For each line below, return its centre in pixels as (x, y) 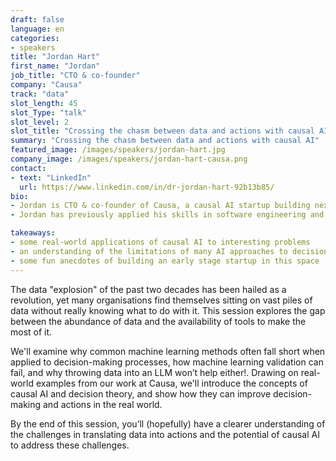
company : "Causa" (46, 85)
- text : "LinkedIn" (51, 177)
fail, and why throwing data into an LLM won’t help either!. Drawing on (154, 372)
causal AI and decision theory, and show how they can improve (141, 393)
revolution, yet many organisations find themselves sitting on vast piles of (161, 300)
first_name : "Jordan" (55, 66)
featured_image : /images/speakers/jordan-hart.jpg (118, 150)
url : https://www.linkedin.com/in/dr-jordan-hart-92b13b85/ (147, 187)
